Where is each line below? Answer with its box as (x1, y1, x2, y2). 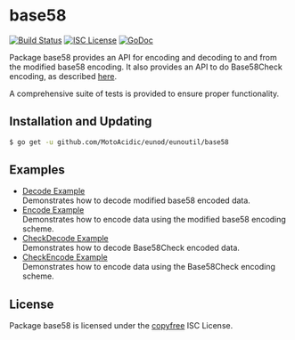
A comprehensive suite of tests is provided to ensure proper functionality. (9, 88, 280, 99)
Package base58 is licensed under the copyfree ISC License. (9, 320, 234, 331)
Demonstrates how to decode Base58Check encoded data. (21, 242, 241, 254)
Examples (9, 162, 65, 178)
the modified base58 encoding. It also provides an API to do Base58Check (9, 61, 283, 72)
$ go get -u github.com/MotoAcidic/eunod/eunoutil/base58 (9, 137, 229, 147)
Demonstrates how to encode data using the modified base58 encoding (21, 215, 287, 225)
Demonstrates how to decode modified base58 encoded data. (21, 195, 251, 206)
